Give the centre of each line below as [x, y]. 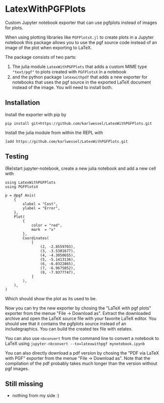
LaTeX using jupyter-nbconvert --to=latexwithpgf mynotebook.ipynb [75, 343]
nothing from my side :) [36, 396]
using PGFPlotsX [22, 187]
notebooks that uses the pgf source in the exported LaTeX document [82, 82]
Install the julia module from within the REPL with [54, 133]
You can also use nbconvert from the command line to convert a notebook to [82, 338]
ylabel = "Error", [41, 208]
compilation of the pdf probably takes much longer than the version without [81, 363]
